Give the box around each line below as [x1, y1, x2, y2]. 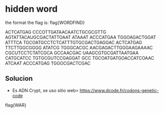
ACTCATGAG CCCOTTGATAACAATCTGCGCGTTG [5, 29, 107, 35]
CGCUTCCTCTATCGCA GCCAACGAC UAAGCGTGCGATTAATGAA [5, 50, 139, 56]
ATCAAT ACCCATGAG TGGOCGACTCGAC [5, 60, 91, 66]
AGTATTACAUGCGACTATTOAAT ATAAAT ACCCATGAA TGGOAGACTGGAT [5, 34, 156, 40]
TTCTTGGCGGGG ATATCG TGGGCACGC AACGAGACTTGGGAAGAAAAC [5, 45, 153, 50]
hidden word [5, 3, 58, 15]
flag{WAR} [5, 102, 27, 108]
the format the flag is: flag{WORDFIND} [5, 20, 85, 25]
